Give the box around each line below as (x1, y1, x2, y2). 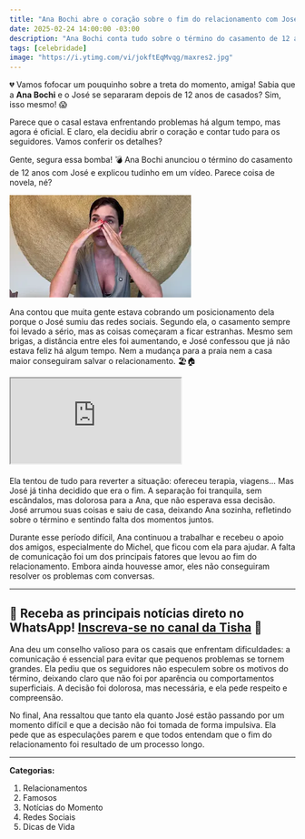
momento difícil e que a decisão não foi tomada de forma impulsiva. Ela (9, 719, 277, 730)
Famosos (22, 792, 57, 803)
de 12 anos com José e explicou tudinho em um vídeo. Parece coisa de (9, 167, 275, 178)
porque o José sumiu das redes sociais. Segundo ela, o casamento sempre (9, 317, 290, 328)
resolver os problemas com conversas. (9, 571, 155, 581)
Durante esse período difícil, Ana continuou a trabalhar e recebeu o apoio (9, 532, 284, 543)
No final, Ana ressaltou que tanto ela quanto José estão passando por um (9, 710, 285, 721)
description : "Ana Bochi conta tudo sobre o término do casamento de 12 (9, 34, 290, 43)
